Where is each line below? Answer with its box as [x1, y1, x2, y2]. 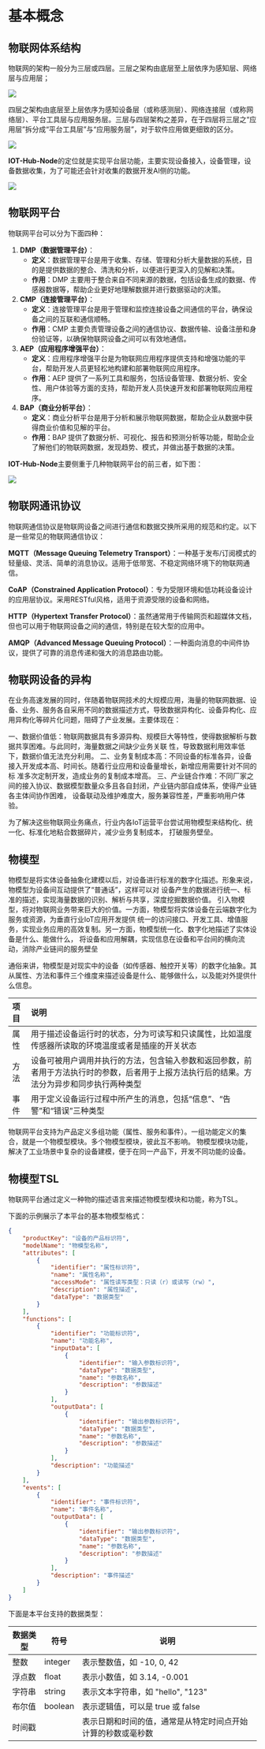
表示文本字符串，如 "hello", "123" [81, 1686, 207, 1697]
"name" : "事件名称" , [50, 1505, 114, 1514]
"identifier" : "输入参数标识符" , [78, 1359, 181, 1367]
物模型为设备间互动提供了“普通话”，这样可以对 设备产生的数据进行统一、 [8, 885, 244, 895]
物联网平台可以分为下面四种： [8, 228, 105, 237]
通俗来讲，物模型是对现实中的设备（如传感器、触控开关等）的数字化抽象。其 [8, 961, 257, 971]
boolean [43, 1700, 75, 1711]
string [43, 1685, 65, 1696]
